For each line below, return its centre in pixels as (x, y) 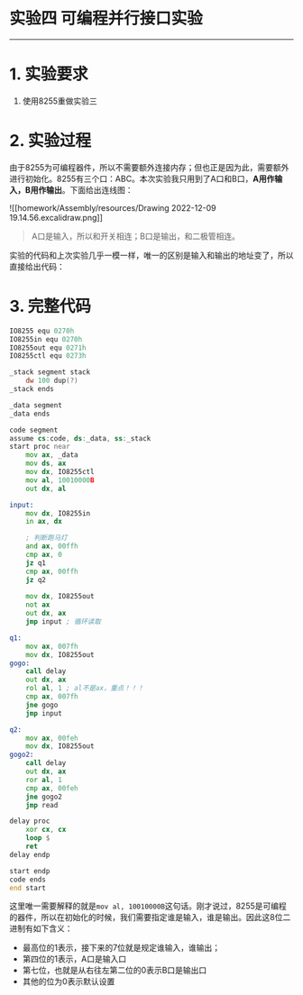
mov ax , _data (52, 455)
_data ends (30, 414)
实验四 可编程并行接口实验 (106, 18)
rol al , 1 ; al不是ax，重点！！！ (85, 689)
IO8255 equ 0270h (42, 331)
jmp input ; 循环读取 (64, 622)
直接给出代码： (37, 266)
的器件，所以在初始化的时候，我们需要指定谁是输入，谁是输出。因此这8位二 (150, 917)
